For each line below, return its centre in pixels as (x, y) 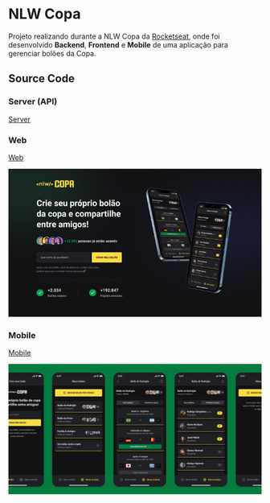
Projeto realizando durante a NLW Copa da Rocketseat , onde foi (114, 36)
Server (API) (33, 101)
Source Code (41, 78)
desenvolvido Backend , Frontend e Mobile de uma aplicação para (119, 44)
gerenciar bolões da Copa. (52, 53)
